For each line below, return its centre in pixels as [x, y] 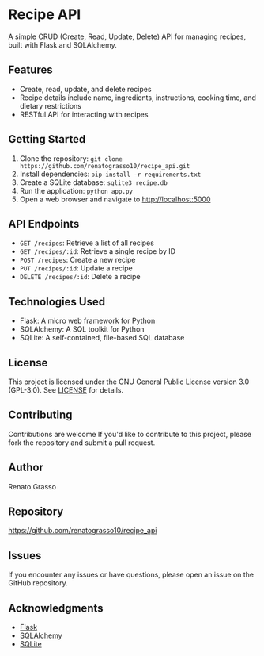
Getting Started [47, 139]
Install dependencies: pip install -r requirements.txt [110, 174]
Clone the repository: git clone [71, 158]
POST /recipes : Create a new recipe [77, 260]
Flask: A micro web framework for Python [87, 321]
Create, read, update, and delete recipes [85, 89]
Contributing [40, 415]
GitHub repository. [38, 583]
